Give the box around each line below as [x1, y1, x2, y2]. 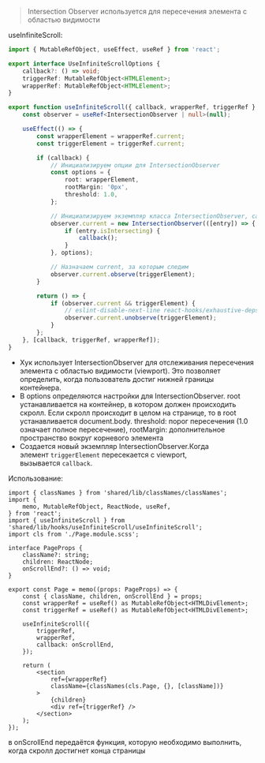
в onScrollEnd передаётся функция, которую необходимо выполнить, [8, 737, 242, 746]
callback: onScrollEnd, [36, 641, 114, 649]
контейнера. [19, 383, 62, 392]
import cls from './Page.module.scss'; [8, 530, 140, 538]
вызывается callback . [19, 458, 93, 468]
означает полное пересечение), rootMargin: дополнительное [19, 425, 226, 434]
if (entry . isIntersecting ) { [64, 226, 160, 235]
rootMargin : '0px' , [64, 183, 129, 192]
